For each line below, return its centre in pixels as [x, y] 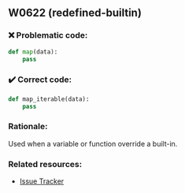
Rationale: [28, 127]
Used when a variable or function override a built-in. [93, 143]
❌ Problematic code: [48, 35]
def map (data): [33, 52]
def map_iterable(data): [49, 99]
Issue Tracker [42, 181]
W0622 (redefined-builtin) [75, 13]
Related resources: [45, 164]
